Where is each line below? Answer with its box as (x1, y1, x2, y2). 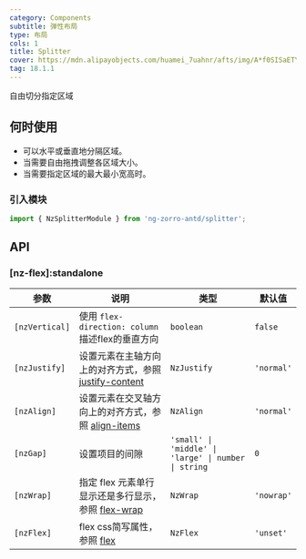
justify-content (78, 375, 144, 388)
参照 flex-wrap (78, 503, 144, 515)
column (130, 321, 159, 332)
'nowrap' (254, 490, 292, 501)
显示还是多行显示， (78, 489, 162, 502)
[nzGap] (14, 448, 47, 458)
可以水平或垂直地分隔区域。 (22, 145, 127, 156)
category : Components (9, 13, 92, 23)
